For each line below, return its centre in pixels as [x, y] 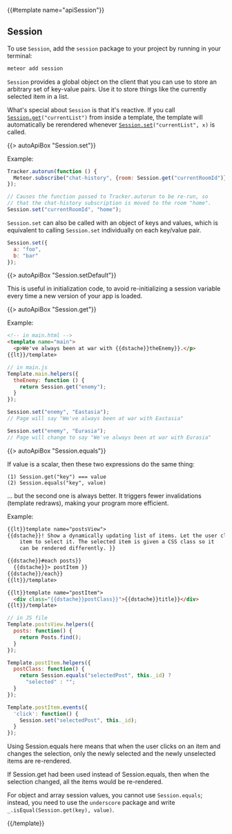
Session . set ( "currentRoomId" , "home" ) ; [65, 210]
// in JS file [28, 618]
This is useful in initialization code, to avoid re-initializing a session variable [114, 289]
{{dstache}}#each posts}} [44, 561]
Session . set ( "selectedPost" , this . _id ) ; [78, 720]
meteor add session [35, 69]
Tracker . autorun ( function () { [52, 171]
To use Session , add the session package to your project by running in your [114, 48]
